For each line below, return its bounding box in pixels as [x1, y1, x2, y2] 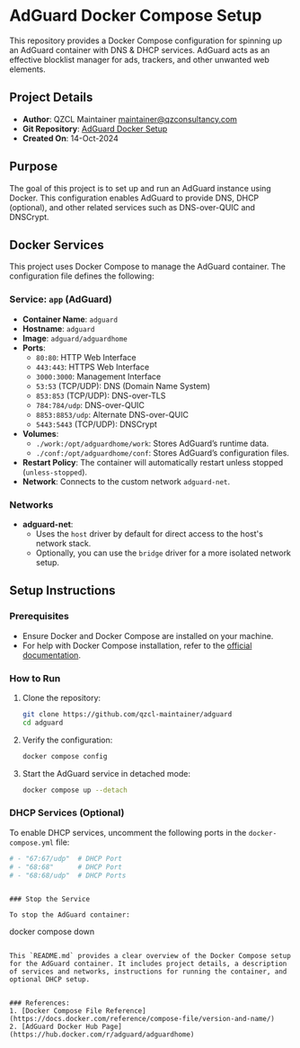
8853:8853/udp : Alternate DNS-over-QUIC [35, 409, 189, 420]
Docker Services [9, 237, 105, 253]
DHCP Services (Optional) [9, 806, 125, 819]
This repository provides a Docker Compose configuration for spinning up [9, 35, 283, 46]
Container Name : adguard [22, 314, 119, 324]
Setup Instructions [9, 583, 116, 599]
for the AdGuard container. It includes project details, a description [9, 959, 287, 969]
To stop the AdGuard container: [9, 910, 130, 919]
